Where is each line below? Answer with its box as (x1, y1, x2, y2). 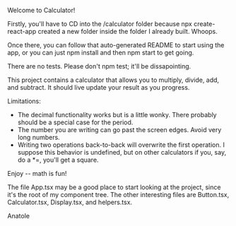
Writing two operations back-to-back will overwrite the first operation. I (17, 141, 225, 149)
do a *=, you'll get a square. (17, 155, 99, 164)
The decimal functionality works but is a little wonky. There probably (17, 111, 217, 119)
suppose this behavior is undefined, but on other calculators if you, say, (17, 148, 227, 156)
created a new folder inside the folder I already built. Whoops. (37, 28, 218, 35)
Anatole (7, 212, 30, 220)
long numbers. (17, 133, 60, 141)
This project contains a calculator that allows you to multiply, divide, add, (7, 76, 220, 84)
